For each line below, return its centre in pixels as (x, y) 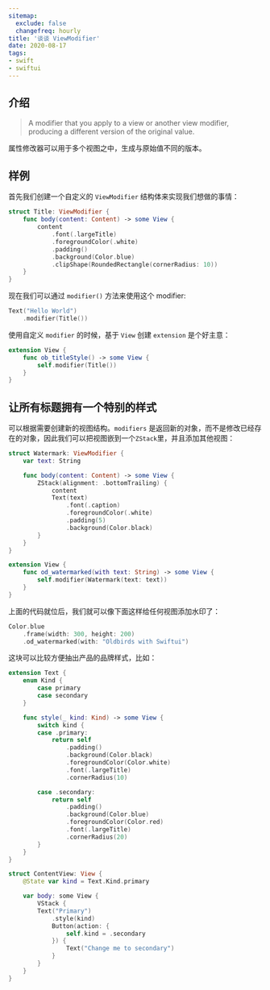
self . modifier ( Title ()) (77, 365)
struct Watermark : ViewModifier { (66, 454)
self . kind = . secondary (106, 934)
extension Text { (37, 673)
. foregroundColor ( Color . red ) (114, 822)
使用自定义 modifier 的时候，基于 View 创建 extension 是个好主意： (119, 334)
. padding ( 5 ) (86, 520)
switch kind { (61, 725)
